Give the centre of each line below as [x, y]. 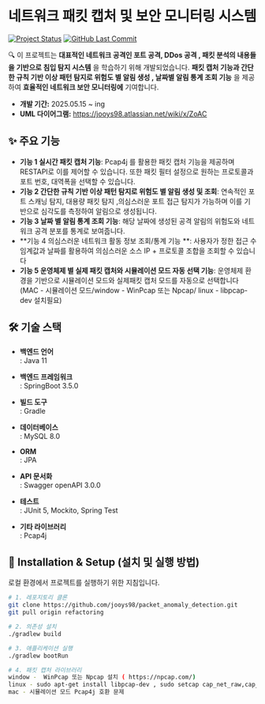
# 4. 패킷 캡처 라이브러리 [45, 670]
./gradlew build [35, 634]
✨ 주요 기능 [34, 141]
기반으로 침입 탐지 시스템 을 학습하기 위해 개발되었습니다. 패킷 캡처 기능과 [128, 67]
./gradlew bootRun [38, 656]
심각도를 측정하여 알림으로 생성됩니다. [99, 211]
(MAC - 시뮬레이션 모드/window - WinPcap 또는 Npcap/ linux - [119, 290]
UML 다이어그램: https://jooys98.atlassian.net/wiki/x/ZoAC [113, 114]
